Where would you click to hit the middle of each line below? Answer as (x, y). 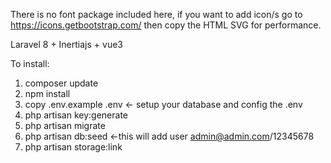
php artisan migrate (65, 125)
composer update (61, 83)
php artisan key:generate (76, 115)
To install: (30, 63)
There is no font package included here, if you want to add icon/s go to (156, 14)
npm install (47, 93)
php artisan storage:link (73, 147)
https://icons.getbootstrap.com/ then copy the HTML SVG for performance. (166, 25)
